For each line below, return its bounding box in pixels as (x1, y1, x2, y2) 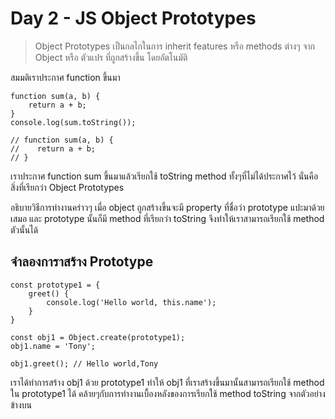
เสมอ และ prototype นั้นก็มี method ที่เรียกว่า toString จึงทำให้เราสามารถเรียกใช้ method (10, 212, 325, 224)
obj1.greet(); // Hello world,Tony (10, 358, 159, 369)
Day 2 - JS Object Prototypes (10, 7, 257, 30)
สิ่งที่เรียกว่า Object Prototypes (10, 181, 125, 193)
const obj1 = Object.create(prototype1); (10, 332, 186, 342)
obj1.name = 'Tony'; (10, 341, 97, 351)
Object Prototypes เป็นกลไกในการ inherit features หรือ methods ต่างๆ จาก (34, 40, 315, 52)
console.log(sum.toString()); (10, 117, 137, 127)
